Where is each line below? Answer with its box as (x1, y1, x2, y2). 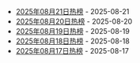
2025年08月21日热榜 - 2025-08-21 (15, 7, 130, 16)
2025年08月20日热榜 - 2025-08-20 (15, 17, 133, 26)
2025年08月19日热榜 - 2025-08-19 (15, 27, 131, 35)
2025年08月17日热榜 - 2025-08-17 (15, 46, 129, 55)
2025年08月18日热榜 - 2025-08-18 (15, 36, 131, 46)
